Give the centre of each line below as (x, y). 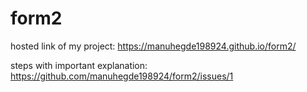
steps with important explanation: (79, 65)
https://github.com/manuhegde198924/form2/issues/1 (122, 76)
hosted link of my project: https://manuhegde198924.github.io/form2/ (153, 46)
